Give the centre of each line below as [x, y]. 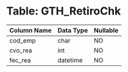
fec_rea [20, 60]
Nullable [106, 30]
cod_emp [23, 41]
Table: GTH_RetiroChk [64, 11]
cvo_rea [21, 50]
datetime [70, 60]
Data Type [73, 30]
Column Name [30, 30]
